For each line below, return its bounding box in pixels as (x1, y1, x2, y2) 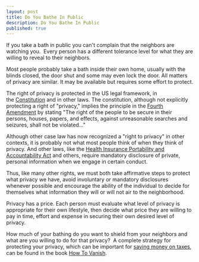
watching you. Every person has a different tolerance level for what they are (6, 48, 194, 55)
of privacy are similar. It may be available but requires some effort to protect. (6, 78, 194, 86)
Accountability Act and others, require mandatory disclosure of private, (6, 152, 181, 159)
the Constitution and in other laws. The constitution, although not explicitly (6, 96, 188, 103)
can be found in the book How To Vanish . (6, 250, 108, 257)
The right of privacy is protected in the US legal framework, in (6, 90, 157, 97)
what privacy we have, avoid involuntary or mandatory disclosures (6, 176, 169, 183)
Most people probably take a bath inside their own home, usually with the (6, 66, 186, 73)
